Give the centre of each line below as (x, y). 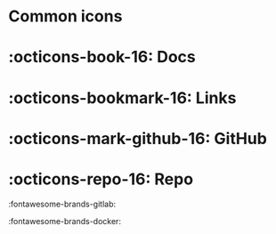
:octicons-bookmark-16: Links (122, 97)
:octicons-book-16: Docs (102, 57)
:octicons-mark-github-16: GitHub (138, 138)
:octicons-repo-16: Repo (101, 179)
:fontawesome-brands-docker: (65, 221)
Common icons (65, 16)
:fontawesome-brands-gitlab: (62, 204)
